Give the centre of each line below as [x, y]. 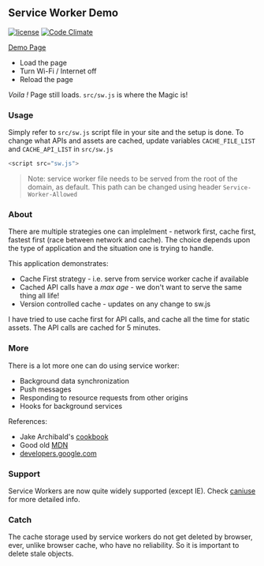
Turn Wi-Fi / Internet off [58, 71]
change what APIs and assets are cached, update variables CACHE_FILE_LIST [132, 141]
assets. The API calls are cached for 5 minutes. [85, 328]
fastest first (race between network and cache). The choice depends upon [129, 240]
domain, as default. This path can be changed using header [124, 187]
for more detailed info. [44, 499]
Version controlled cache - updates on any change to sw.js [115, 304]
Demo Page [27, 47]
